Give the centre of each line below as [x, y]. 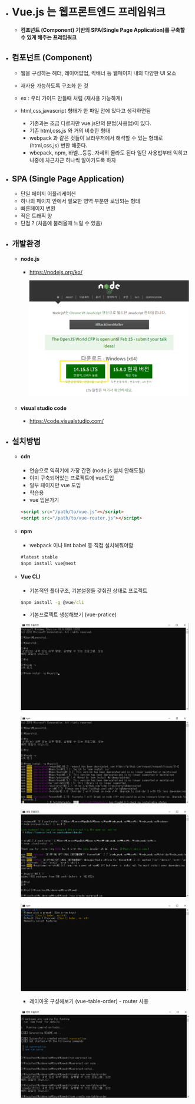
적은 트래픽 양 [36, 216]
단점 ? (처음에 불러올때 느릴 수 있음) [61, 223]
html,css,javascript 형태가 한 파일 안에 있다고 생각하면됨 [86, 110]
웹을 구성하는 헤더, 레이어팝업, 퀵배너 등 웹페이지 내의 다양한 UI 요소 [98, 73]
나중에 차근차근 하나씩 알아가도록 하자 [73, 160]
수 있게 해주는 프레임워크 [49, 37]
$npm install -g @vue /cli [52, 602]
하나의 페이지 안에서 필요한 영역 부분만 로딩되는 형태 [80, 201]
